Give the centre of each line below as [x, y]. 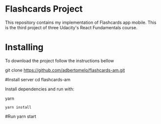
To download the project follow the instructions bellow [60, 61]
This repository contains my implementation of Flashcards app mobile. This [81, 22]
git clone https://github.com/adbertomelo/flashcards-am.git [65, 70]
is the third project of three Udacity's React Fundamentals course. [71, 27]
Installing [24, 47]
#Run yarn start [21, 116]
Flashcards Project [44, 9]
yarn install [18, 107]
